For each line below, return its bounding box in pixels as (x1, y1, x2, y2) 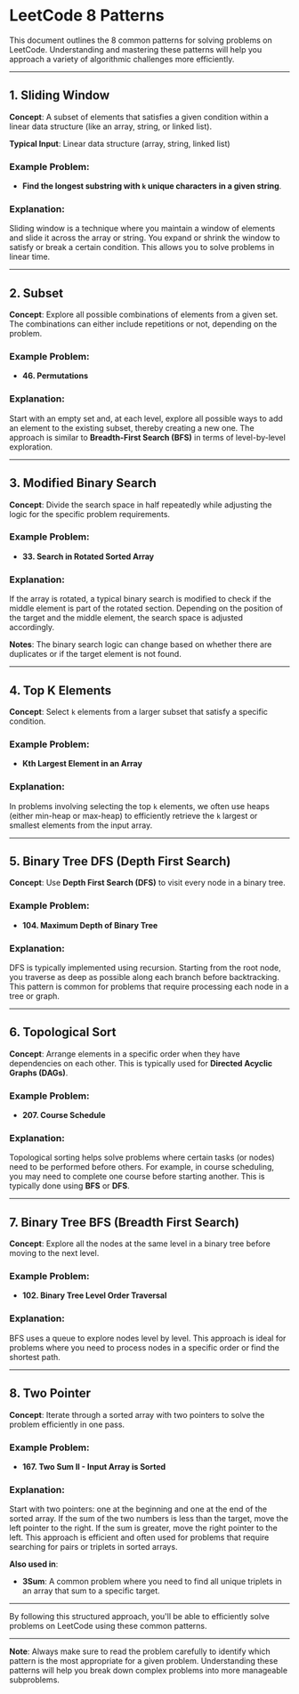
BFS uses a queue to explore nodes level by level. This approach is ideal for (9, 1333, 287, 1343)
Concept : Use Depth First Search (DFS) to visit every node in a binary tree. (9, 878, 287, 888)
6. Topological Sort (9, 1025, 117, 1040)
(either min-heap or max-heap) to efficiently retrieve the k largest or (9, 810, 258, 821)
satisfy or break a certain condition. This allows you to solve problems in (9, 242, 275, 253)
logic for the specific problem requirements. (9, 508, 171, 519)
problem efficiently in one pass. (9, 1419, 125, 1430)
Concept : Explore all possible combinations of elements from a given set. (9, 309, 279, 320)
